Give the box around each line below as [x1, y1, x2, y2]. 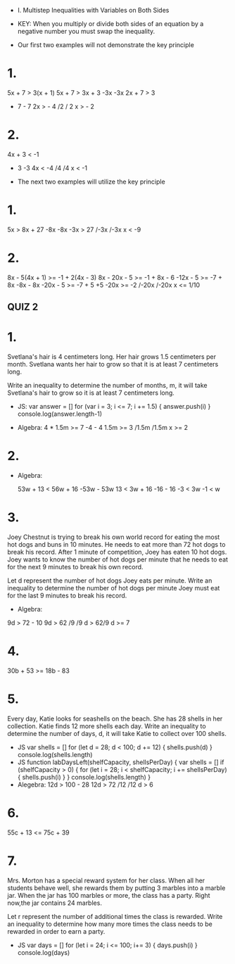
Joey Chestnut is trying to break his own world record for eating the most [7, 533, 220, 541]
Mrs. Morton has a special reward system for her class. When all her [7, 876, 205, 884]
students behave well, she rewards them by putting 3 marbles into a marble [7, 883, 226, 892]
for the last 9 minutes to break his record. [7, 591, 127, 600]
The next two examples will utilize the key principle [17, 177, 165, 186]
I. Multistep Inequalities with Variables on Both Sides [17, 6, 170, 14]
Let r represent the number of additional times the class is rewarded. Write [7, 912, 223, 920]
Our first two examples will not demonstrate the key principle [17, 41, 195, 49]
